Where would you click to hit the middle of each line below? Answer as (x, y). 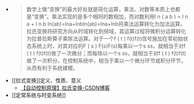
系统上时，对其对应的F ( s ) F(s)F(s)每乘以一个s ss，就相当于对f (109, 46)
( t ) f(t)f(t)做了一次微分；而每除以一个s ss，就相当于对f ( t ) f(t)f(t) (106, 53)
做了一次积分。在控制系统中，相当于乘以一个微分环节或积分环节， (106, 61)
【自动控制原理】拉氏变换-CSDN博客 (65, 88)
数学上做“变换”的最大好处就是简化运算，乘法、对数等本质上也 (101, 9)
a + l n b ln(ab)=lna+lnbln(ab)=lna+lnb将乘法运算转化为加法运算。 (106, 24)
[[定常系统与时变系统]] (39, 95)
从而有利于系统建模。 (52, 68)
